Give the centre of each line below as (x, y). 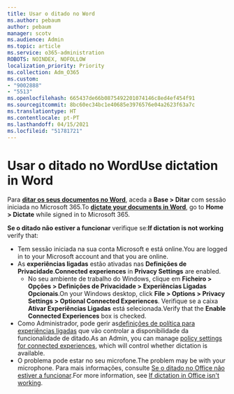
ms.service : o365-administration (56, 53)
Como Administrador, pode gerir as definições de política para (106, 323)
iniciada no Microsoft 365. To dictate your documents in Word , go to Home (115, 207)
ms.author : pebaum (34, 20)
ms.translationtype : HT (42, 111)
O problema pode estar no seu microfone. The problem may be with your (121, 360)
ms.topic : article (34, 46)
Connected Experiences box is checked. (87, 316)
